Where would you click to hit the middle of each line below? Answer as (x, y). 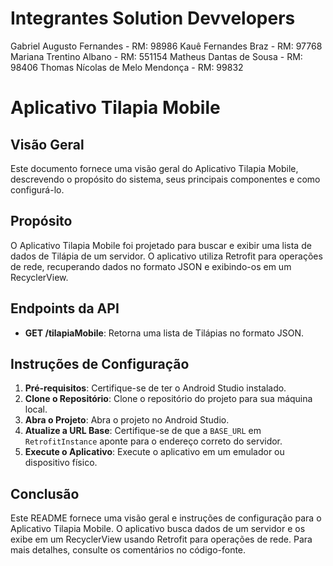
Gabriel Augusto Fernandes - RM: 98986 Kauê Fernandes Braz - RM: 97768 (166, 46)
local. (36, 409)
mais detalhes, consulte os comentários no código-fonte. (128, 550)
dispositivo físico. (61, 463)
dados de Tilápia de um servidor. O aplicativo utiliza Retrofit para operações (166, 256)
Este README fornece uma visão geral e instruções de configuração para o (166, 518)
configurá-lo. (37, 189)
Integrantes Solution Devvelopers (153, 18)
